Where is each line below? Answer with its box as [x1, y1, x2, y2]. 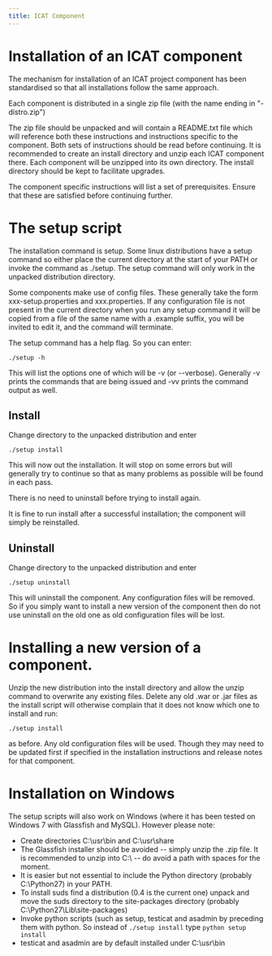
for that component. [8, 756, 76, 766]
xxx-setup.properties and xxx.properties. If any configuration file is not [8, 296, 245, 306]
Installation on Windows [8, 784, 175, 803]
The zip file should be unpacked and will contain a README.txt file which [8, 123, 253, 133]
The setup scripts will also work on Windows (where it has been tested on [8, 811, 256, 821]
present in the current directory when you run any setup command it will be [8, 304, 261, 314]
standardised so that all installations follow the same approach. [8, 82, 219, 92]
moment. [19, 862, 50, 871]
